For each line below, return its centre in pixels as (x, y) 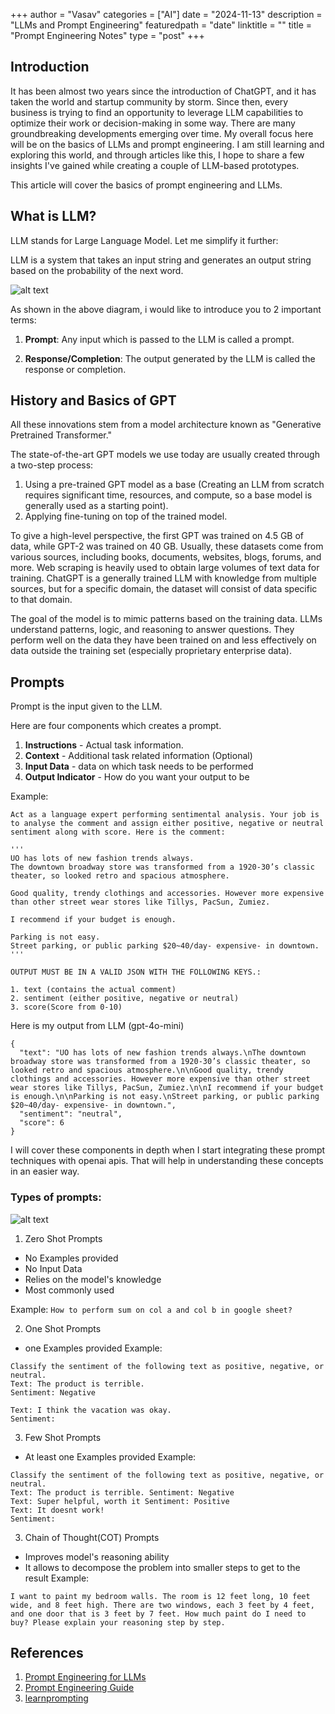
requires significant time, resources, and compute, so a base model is (168, 495)
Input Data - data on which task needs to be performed (139, 766)
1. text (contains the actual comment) (93, 990)
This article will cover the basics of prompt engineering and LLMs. (146, 185)
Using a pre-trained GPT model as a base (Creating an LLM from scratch (174, 485)
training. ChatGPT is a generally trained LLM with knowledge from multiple (163, 578)
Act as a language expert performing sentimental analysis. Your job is (165, 815)
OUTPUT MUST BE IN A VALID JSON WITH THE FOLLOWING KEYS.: (136, 972)
